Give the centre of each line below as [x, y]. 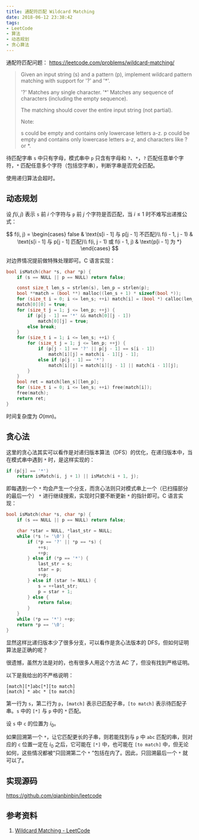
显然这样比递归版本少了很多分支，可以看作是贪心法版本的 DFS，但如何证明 [98, 642]
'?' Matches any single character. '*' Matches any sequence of [97, 92]
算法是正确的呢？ [27, 650]
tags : [13, 23]
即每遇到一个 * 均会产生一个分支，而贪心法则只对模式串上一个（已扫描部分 [97, 489]
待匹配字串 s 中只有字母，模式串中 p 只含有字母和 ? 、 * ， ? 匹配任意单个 [92, 158]
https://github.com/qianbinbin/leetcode [54, 796]
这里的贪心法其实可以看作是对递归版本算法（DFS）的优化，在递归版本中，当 [99, 452]
